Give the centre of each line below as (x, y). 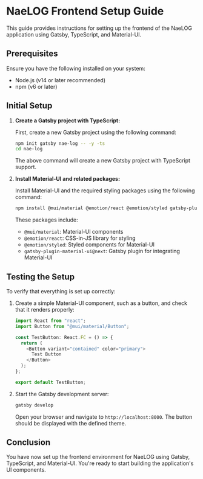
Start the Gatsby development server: (62, 394)
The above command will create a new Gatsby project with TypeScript (103, 161)
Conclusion (28, 442)
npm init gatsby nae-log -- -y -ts (60, 143)
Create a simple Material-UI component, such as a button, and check (101, 303)
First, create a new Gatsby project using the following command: (96, 132)
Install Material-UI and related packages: (67, 179)
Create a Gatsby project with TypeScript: (68, 121)
